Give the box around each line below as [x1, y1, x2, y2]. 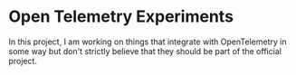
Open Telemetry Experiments [8, 6, 234, 27]
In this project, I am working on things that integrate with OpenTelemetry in [8, 36, 287, 47]
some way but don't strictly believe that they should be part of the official [8, 45, 282, 56]
